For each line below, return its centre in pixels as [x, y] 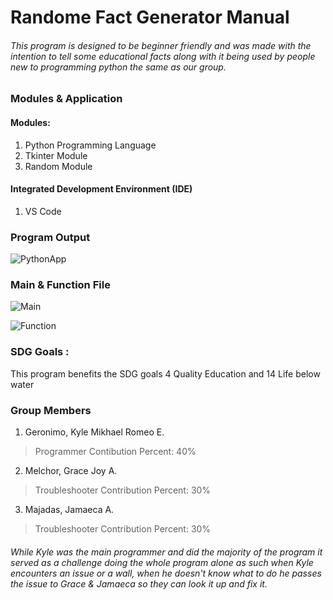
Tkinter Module [56, 155]
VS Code [43, 211]
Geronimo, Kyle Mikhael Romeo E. [94, 432]
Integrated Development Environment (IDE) [101, 189]
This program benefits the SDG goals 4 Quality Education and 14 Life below [165, 373]
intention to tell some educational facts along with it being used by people [163, 56]
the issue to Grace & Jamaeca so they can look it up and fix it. [139, 583]
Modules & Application [66, 99]
